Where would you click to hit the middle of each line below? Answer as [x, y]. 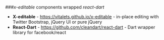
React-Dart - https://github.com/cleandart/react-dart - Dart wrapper [84, 27]
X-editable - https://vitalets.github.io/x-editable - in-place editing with [86, 17]
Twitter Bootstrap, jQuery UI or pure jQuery [57, 22]
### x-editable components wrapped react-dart [55, 7]
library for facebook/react [39, 32]
